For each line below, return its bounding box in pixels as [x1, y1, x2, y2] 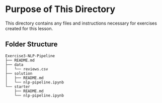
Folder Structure [5, 40, 58, 49]
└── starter [5, 84, 30, 89]
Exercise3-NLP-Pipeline [5, 53, 55, 58]
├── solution [5, 71, 33, 76]
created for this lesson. [5, 25, 53, 31]
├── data [5, 62, 24, 67]
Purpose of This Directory [5, 4, 116, 15]
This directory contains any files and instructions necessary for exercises [5, 20, 157, 26]
